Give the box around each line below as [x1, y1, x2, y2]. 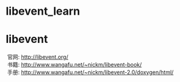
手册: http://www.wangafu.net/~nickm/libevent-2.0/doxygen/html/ [7, 69, 174, 76]
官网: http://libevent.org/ [7, 53, 69, 61]
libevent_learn [6, 4, 80, 18]
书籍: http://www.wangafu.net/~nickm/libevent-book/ [7, 61, 142, 69]
